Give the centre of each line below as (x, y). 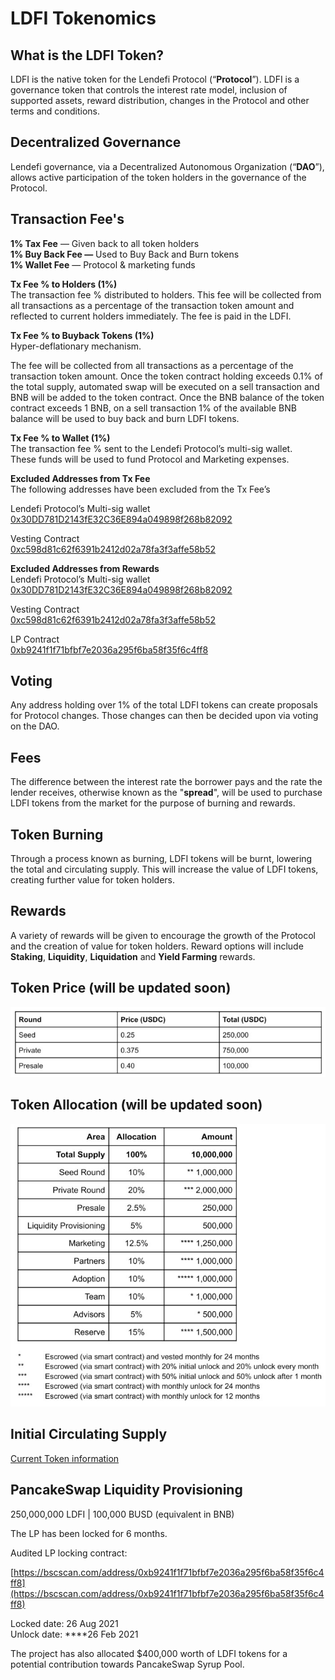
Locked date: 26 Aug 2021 (64, 1623)
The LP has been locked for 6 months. (89, 1533)
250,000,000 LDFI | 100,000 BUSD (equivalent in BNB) (122, 1514)
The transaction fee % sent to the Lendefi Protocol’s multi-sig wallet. (151, 448)
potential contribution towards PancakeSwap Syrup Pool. (127, 1664)
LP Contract (35, 639)
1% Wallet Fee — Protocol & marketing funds (103, 264)
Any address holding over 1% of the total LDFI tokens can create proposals (164, 705)
